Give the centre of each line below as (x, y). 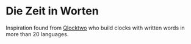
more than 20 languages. (37, 34)
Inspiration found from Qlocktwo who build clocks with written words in (95, 28)
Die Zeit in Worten (52, 11)
